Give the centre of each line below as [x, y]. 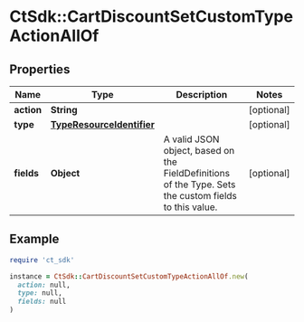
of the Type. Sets [199, 185]
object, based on [199, 151]
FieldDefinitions [197, 173]
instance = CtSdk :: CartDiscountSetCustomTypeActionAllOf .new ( [129, 276]
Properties [40, 69]
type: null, [40, 293]
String [64, 110]
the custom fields [200, 196]
